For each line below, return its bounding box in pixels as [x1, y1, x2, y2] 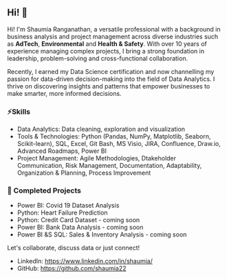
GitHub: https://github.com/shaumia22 [17, 265, 127, 273]
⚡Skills [7, 107, 31, 117]
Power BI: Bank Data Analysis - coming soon [17, 223, 144, 232]
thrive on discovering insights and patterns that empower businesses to [7, 82, 210, 90]
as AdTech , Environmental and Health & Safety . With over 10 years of [7, 39, 208, 48]
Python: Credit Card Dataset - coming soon [17, 216, 140, 224]
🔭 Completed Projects [7, 186, 81, 195]
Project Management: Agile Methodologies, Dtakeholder [17, 154, 177, 162]
